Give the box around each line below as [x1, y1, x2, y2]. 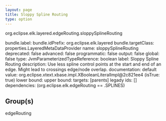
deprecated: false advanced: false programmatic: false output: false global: [5, 50, 160, 56]
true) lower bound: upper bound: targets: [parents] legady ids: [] [5, 77, 137, 83]
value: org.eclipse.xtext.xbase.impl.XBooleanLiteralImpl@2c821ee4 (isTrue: [5, 72, 160, 78]
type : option [5, 16, 32, 21]
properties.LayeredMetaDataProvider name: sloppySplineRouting [5, 45, 139, 51]
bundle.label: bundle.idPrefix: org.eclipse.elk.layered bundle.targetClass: [5, 40, 155, 46]
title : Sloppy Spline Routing [5, 12, 68, 17]
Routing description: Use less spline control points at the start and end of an [5, 61, 162, 67]
